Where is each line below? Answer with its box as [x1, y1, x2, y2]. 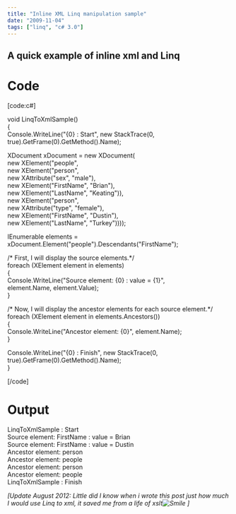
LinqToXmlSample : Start [7, 425, 79, 434]
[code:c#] [7, 101, 37, 109]
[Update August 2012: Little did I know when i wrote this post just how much [7, 491, 230, 500]
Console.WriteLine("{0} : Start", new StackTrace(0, [7, 130, 155, 138]
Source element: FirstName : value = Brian [7, 432, 131, 441]
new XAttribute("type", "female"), [7, 203, 105, 212]
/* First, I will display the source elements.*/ [7, 253, 135, 262]
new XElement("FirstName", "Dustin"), [7, 211, 119, 220]
